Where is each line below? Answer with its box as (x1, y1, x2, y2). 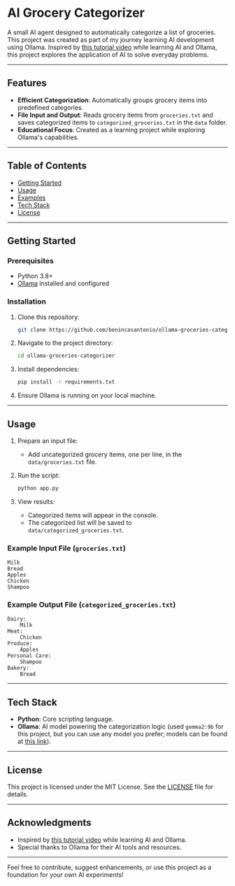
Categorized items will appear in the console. (27, 511, 159, 519)
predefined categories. (17, 103, 84, 111)
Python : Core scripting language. (17, 715, 114, 724)
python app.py (17, 484, 59, 491)
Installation (7, 297, 47, 307)
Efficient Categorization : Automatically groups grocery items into (17, 96, 208, 104)
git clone (17, 326, 47, 333)
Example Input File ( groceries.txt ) (7, 543, 126, 553)
